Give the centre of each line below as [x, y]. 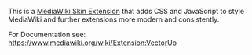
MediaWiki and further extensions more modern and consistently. [114, 19]
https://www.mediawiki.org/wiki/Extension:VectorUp [93, 43]
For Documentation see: [47, 34]
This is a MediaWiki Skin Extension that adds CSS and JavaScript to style [126, 11]
